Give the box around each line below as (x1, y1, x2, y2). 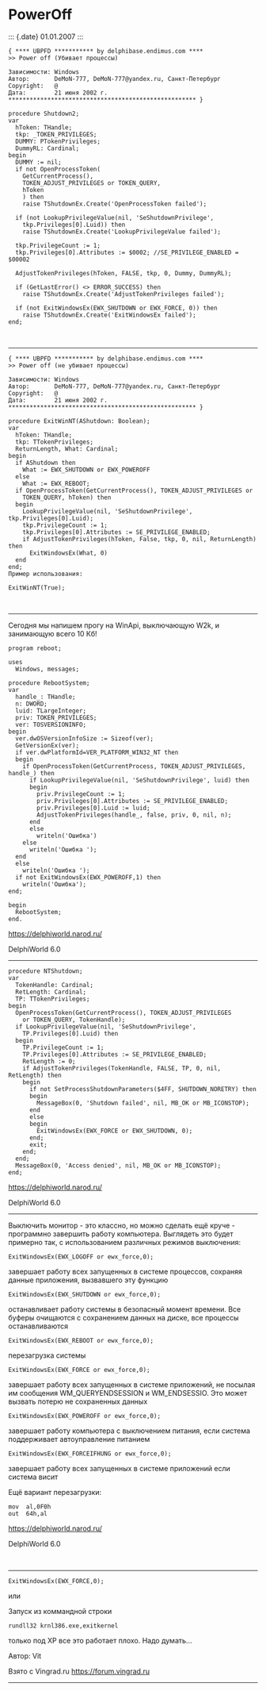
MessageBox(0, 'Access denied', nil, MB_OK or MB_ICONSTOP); (15, 1161, 222, 1170)
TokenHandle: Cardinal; (15, 981, 93, 989)
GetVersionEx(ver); (15, 741, 80, 749)
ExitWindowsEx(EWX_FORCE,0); (8, 1577, 104, 1585)
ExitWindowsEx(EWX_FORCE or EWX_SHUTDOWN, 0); (36, 1127, 193, 1135)
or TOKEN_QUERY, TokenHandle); (22, 1016, 126, 1024)
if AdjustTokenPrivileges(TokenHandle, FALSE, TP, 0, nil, (22, 1064, 222, 1072)
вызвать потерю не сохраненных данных (8, 1397, 148, 1406)
